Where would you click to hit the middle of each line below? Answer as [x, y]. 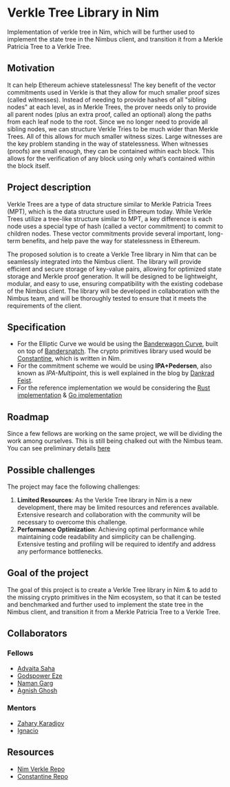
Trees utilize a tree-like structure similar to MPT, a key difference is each [110, 218]
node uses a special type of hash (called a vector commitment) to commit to [115, 226]
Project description [49, 188]
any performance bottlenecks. [60, 551]
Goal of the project [48, 573]
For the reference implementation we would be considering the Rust [114, 388]
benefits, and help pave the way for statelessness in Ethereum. [111, 240]
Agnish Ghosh [37, 690]
